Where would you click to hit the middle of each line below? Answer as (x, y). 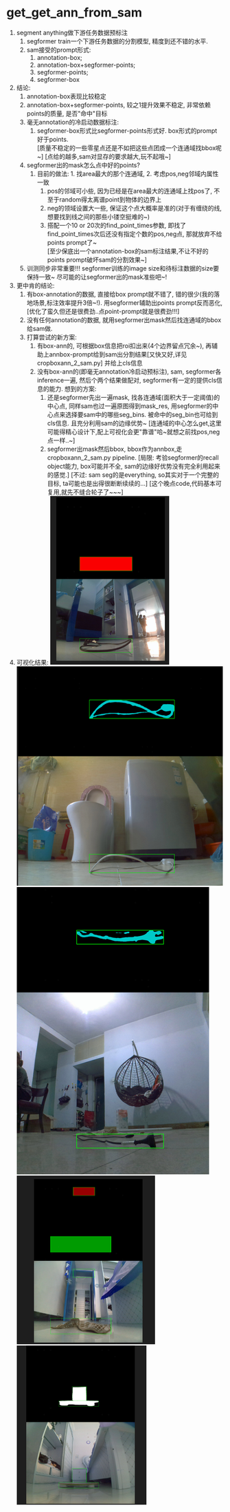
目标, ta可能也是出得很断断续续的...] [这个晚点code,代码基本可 (135, 483)
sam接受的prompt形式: (59, 50)
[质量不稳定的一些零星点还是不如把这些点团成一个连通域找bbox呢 (129, 148)
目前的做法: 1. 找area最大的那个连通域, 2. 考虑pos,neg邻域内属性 (128, 173)
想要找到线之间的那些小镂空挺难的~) (99, 216)
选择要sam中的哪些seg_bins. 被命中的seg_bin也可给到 (142, 414)
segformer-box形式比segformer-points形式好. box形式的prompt (127, 130)
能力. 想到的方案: (73, 388)
